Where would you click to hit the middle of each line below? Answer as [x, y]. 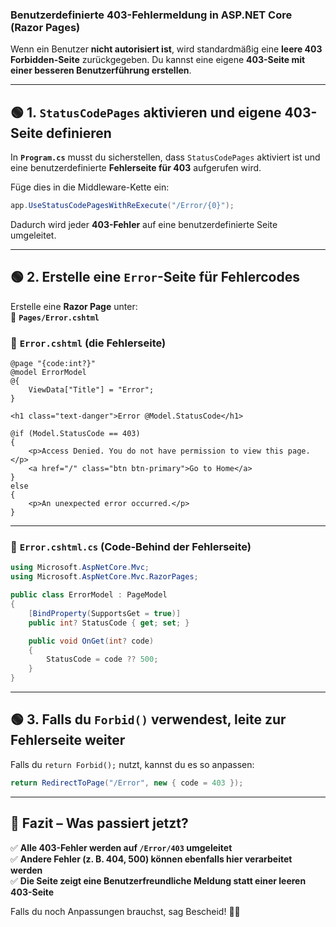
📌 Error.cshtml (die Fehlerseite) [88, 343]
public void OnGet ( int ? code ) [91, 641]
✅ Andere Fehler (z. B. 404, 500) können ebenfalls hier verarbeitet [151, 859]
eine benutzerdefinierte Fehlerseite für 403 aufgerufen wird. [136, 168]
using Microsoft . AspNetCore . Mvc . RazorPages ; [104, 577]
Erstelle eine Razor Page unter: [74, 306]
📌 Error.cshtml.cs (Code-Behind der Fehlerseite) [131, 547]
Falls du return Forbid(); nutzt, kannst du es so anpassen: [132, 764]
